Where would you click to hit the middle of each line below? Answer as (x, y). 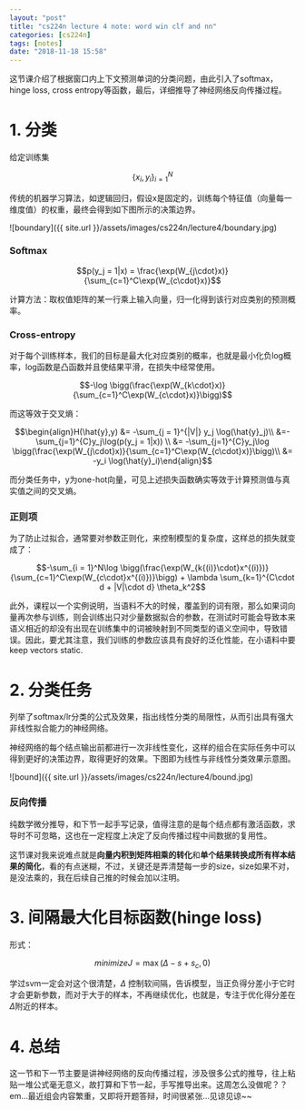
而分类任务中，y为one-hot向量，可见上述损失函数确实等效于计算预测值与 (146, 479)
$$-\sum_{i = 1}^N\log (77, 568)
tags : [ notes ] (36, 43)
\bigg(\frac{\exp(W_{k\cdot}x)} (167, 385)
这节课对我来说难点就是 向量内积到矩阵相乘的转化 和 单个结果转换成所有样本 (148, 854)
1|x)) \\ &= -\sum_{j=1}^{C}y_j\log (208, 441)
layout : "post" (38, 18)
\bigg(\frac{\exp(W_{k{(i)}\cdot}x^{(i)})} (195, 568)
